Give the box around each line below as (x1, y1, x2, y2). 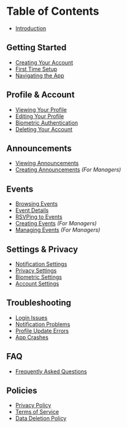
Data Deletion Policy (15, 414, 67, 422)
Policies (6, 386, 38, 396)
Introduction (15, 25, 47, 32)
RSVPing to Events (15, 213, 63, 220)
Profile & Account (6, 90, 75, 100)
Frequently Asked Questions (15, 367, 87, 375)
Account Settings (15, 280, 60, 287)
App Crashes (15, 333, 49, 341)
